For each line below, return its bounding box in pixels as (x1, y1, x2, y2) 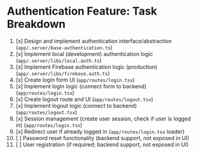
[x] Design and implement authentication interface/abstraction (15, 37, 172, 44)
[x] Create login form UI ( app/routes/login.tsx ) (15, 76, 135, 83)
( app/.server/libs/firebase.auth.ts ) (15, 69, 110, 77)
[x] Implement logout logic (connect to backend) (15, 102, 137, 109)
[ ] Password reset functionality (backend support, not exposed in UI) (15, 134, 190, 141)
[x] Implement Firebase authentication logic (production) (15, 63, 157, 71)
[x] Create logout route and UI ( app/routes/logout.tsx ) (15, 96, 154, 103)
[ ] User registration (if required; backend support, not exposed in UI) (15, 141, 189, 148)
